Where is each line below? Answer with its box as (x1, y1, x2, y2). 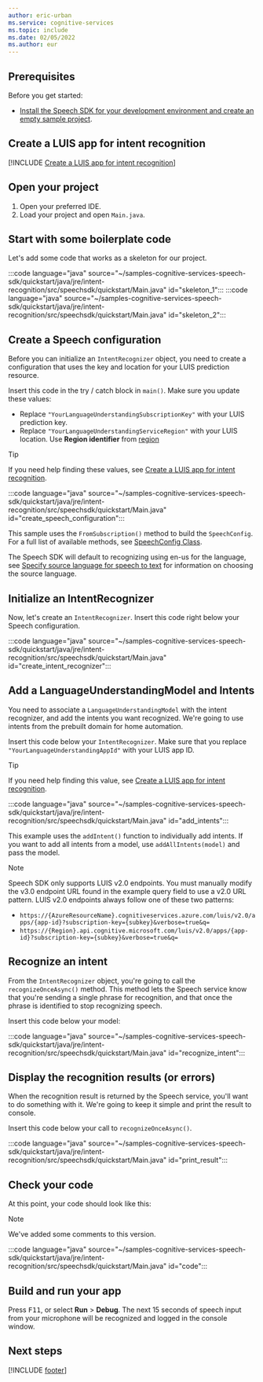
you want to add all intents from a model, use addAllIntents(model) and (8, 839, 240, 849)
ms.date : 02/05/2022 (8, 33, 76, 42)
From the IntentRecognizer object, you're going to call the (8, 976, 196, 985)
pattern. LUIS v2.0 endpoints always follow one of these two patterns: (8, 895, 234, 904)
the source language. (8, 569, 77, 578)
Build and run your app (8, 1284, 122, 1297)
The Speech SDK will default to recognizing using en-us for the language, (8, 552, 247, 562)
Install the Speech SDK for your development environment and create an (19, 105, 254, 115)
